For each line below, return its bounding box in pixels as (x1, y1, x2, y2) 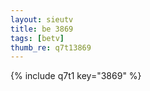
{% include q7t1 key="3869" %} (10, 70, 142, 82)
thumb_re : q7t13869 (10, 42, 92, 53)
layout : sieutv (10, 14, 74, 25)
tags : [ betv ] (10, 33, 65, 43)
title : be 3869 (10, 24, 74, 34)
